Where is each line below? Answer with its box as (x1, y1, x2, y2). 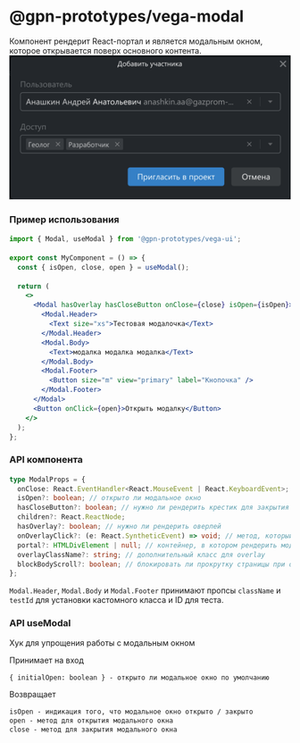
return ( (17, 281, 50, 291)
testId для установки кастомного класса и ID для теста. (9, 595, 224, 605)
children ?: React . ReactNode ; (17, 513, 126, 522)
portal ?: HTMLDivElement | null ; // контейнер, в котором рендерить (17, 540, 278, 550)
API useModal (9, 617, 71, 630)
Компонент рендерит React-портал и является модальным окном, (9, 36, 263, 46)
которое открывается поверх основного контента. (9, 45, 203, 55)
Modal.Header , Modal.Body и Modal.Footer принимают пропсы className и (9, 585, 281, 596)
